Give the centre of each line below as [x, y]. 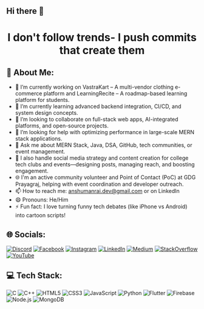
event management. [40, 152]
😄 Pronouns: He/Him [42, 200]
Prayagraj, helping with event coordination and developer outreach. [99, 184]
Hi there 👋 [25, 11]
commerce [29, 93]
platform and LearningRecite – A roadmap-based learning [115, 93]
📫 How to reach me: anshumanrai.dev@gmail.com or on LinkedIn [97, 191]
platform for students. [42, 100]
